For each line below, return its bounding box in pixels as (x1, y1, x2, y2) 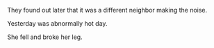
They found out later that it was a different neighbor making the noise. (7, 6, 208, 14)
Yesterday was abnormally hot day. (7, 19, 108, 27)
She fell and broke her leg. (7, 33, 83, 41)
